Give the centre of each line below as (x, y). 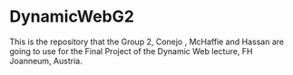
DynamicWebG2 (72, 17)
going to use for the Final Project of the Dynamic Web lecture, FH (131, 51)
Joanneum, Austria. (46, 61)
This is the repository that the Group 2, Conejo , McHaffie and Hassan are (146, 42)
